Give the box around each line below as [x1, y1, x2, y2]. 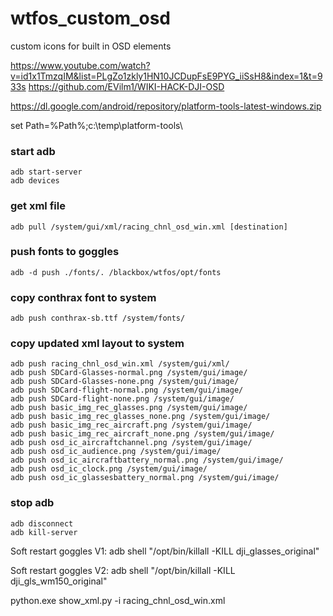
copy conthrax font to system [10, 290, 157, 304]
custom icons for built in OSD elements [10, 40, 172, 52]
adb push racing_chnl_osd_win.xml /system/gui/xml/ [10, 359, 230, 369]
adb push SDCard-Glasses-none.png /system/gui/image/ [10, 377, 240, 387]
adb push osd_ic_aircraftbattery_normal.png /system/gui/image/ [10, 455, 284, 466]
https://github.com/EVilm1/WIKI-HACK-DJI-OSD [28, 80, 225, 92]
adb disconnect [10, 518, 74, 529]
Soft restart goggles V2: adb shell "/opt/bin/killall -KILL [10, 564, 236, 576]
